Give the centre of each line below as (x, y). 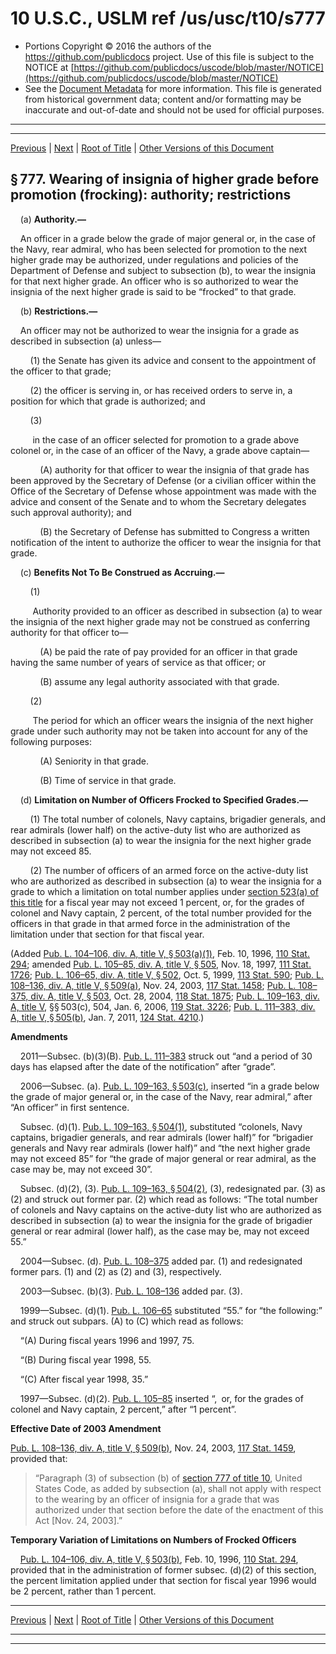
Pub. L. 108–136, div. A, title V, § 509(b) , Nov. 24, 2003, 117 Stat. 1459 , (153, 1448)
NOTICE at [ (49, 67)
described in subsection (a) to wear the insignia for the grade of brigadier (161, 1220)
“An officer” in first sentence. (70, 1107)
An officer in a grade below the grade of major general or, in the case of (168, 238)
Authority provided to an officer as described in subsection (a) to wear (177, 611)
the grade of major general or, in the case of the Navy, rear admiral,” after (161, 1096)
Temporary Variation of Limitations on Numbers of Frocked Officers (153, 1539)
